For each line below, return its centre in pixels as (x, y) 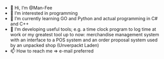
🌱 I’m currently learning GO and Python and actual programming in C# (84, 18)
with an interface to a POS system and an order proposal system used (84, 40)
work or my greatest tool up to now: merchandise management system (85, 35)
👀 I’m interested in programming (44, 13)
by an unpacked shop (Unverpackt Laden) (55, 45)
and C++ (19, 24)
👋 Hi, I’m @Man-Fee (31, 8)
